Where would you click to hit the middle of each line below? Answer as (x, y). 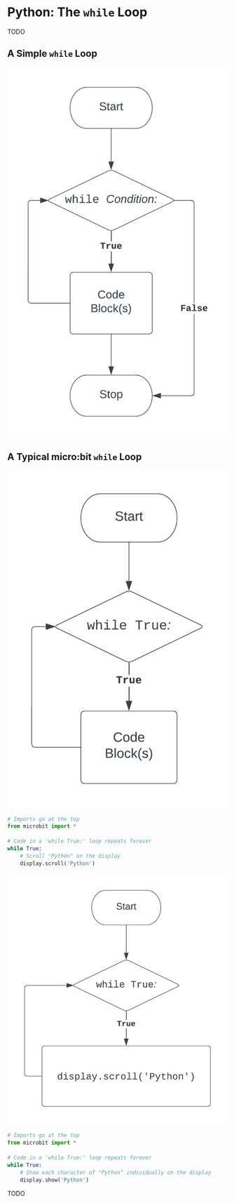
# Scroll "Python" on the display (70, 856)
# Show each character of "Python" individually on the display (116, 1172)
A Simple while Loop (53, 54)
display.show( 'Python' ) (55, 1180)
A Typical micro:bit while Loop (75, 457)
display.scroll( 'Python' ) (58, 863)
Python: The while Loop (77, 12)
